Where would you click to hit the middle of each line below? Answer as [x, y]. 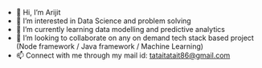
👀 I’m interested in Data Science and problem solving [103, 21]
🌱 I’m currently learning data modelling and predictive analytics [120, 29]
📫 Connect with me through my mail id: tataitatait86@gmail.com [123, 55]
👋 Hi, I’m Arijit [38, 12]
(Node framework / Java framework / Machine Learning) [109, 46]
